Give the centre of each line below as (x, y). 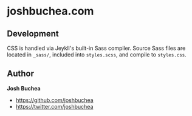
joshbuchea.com (50, 11)
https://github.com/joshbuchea (54, 100)
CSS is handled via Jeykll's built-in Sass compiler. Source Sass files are (96, 48)
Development (33, 34)
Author (20, 74)
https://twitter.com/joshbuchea (54, 106)
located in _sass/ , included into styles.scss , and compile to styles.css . (97, 55)
